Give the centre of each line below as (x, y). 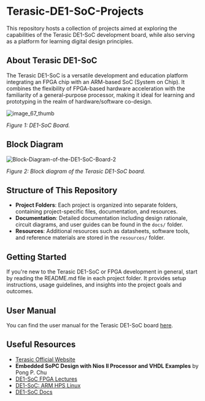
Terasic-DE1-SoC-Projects (75, 11)
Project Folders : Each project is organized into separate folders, (96, 205)
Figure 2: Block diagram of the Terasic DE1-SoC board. (76, 171)
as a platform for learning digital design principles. (70, 41)
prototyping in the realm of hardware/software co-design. (79, 101)
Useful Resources (41, 345)
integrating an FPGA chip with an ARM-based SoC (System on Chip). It (96, 82)
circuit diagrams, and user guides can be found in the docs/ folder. (99, 224)
